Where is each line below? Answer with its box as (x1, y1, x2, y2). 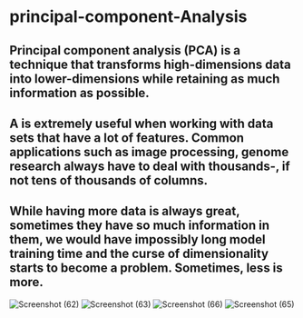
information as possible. (9, 84, 150, 101)
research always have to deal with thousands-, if (9, 158, 290, 174)
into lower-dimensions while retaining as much (9, 71, 280, 86)
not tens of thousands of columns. (9, 173, 209, 188)
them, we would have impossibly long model (9, 232, 266, 247)
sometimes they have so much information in (9, 218, 270, 234)
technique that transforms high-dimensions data (9, 56, 292, 72)
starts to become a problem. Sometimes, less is (9, 261, 283, 276)
